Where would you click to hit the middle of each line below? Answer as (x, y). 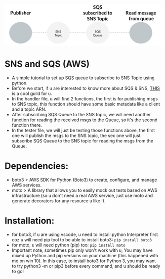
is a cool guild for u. (32, 93)
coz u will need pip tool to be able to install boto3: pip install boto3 (82, 239)
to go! (18, 271)
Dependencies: (37, 166)
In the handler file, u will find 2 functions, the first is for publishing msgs (85, 98)
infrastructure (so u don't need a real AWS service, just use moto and (82, 195)
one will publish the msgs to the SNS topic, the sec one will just (76, 136)
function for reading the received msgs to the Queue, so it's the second (84, 120)
